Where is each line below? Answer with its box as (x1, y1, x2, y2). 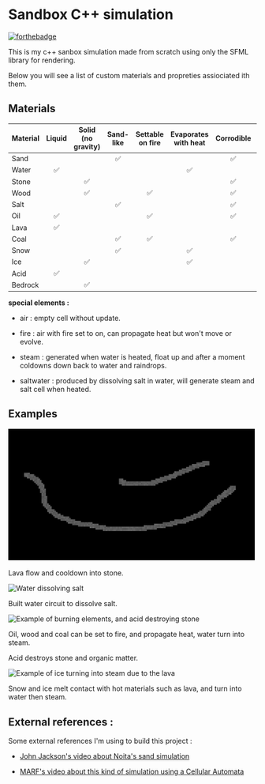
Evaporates (170, 129, 209, 139)
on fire (138, 138, 162, 147)
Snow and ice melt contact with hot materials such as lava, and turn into (8, 684, 242, 693)
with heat (173, 138, 206, 147)
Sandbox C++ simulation (8, 6, 174, 24)
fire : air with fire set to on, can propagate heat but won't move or (19, 328, 233, 337)
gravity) (73, 142, 101, 152)
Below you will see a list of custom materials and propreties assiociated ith (8, 70, 250, 80)
